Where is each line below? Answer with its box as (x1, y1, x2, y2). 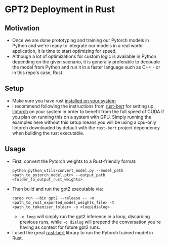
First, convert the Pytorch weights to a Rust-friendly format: (12, 158, 137, 164)
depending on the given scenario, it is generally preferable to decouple (12, 59, 160, 64)
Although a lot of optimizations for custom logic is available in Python (12, 53, 156, 59)
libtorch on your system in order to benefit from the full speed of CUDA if (12, 108, 164, 115)
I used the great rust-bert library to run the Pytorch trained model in (12, 229, 153, 235)
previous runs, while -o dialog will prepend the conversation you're (19, 219, 161, 225)
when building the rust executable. (12, 130, 85, 136)
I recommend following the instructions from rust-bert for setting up (12, 103, 154, 109)
